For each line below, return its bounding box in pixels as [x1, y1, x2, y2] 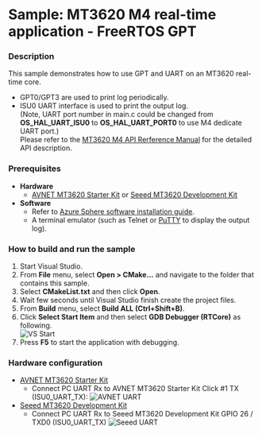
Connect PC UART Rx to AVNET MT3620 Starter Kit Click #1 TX [31, 384, 240, 393]
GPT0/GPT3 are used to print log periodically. [19, 93, 169, 103]
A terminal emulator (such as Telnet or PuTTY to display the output [31, 215, 250, 224]
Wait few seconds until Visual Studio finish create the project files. [19, 296, 237, 305]
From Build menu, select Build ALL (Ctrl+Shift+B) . [19, 304, 185, 313]
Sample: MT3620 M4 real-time [8, 6, 217, 24]
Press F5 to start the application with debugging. [19, 338, 180, 347]
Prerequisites [8, 163, 61, 174]
